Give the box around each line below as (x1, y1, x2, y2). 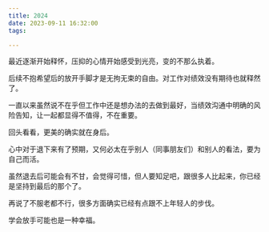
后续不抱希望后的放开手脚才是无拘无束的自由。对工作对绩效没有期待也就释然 (8, 74, 261, 83)
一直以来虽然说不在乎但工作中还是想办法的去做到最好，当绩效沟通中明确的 (8, 101, 254, 110)
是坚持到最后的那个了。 (8, 182, 86, 191)
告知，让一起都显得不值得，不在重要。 (14, 110, 142, 120)
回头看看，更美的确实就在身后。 (8, 127, 114, 137)
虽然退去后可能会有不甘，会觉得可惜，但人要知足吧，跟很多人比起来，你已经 (8, 171, 261, 181)
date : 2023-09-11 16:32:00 (8, 19, 98, 27)
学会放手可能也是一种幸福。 (8, 215, 100, 225)
